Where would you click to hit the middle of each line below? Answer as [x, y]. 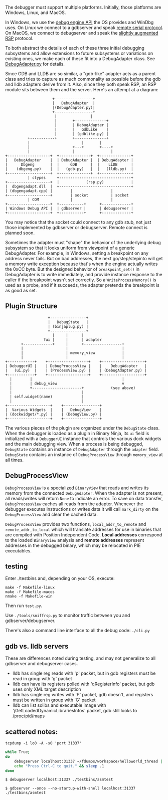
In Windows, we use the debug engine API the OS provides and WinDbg [79, 22]
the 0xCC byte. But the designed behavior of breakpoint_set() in [72, 269]
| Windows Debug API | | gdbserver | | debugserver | [69, 209]
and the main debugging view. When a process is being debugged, [74, 444]
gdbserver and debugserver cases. [42, 664]
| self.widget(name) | [47, 396]
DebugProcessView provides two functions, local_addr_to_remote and [76, 524]
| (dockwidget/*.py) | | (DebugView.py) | [53, 414]
